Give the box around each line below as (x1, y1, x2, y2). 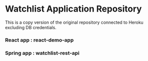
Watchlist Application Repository (5, 3, 142, 15)
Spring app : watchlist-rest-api (5, 49, 80, 56)
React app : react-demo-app (5, 36, 74, 43)
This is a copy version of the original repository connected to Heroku (5, 19, 144, 25)
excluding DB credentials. (5, 24, 57, 30)
